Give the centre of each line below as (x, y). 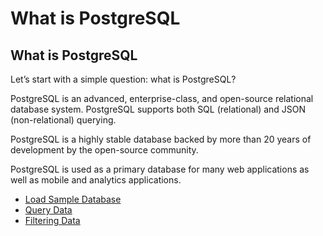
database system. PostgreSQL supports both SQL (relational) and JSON (158, 109)
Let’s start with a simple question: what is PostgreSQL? (123, 79)
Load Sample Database (73, 199)
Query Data (48, 210)
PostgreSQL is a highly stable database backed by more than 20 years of (161, 139)
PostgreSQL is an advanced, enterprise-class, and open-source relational (162, 98)
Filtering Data (52, 220)
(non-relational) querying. (63, 120)
